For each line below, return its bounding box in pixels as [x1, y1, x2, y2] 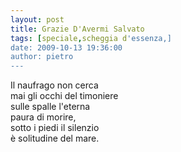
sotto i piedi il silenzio [10, 122, 100, 134]
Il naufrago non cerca [10, 79, 99, 91]
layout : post [10, 14, 65, 25]
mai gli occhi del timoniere [10, 90, 119, 102]
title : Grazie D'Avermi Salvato [10, 24, 145, 34]
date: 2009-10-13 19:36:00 [10, 42, 123, 53]
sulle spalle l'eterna [10, 101, 91, 113]
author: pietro [10, 52, 74, 62]
